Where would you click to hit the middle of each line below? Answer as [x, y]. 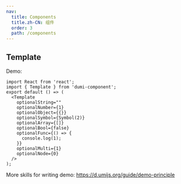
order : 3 [22, 28]
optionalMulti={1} [39, 148]
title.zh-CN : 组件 [33, 22]
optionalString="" [39, 102]
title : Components [34, 17]
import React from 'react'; [40, 82]
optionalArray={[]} [40, 123]
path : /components [34, 33]
